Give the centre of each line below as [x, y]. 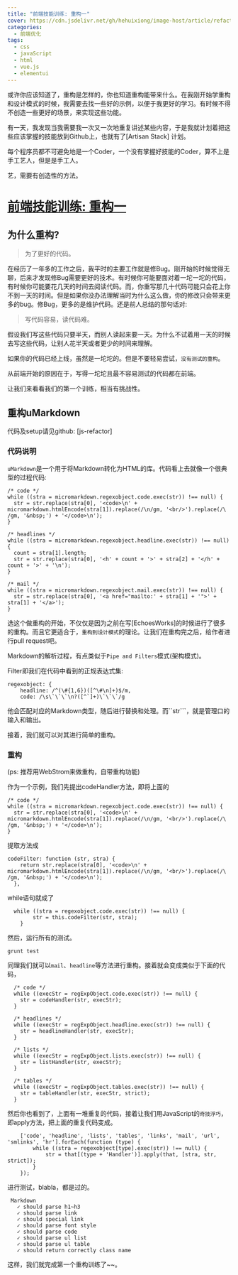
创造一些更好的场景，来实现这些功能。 [69, 112]
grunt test [23, 951]
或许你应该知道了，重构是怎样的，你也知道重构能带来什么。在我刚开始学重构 [119, 94]
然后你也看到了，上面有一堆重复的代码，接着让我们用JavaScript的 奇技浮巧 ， [117, 1113]
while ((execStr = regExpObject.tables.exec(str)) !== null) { [109, 1087]
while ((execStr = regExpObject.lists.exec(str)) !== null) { [107, 1056]
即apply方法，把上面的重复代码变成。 [62, 1122]
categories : [25, 27]
